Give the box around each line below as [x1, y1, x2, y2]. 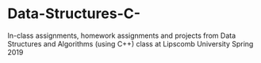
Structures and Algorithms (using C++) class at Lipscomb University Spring [7, 39, 254, 48]
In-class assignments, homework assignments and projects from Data [7, 31, 236, 40]
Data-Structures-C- [7, 5, 140, 23]
